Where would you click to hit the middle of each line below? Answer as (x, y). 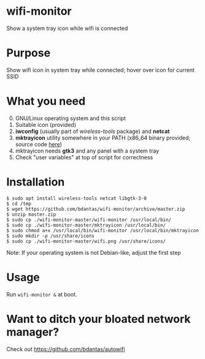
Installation (36, 182)
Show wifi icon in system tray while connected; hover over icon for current (101, 70)
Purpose (29, 53)
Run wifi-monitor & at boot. (42, 294)
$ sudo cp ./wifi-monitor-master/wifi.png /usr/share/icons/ (86, 241)
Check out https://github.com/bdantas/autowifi (66, 349)
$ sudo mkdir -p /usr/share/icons (51, 236)
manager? (33, 332)
